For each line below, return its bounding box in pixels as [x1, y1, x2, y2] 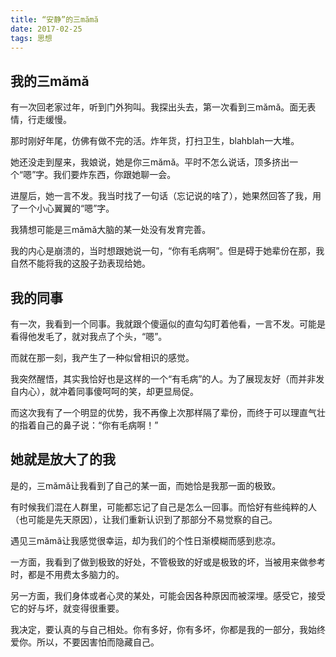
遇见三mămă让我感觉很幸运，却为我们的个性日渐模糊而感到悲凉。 [10, 534, 282, 546]
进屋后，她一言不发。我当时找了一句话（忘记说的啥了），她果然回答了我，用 [10, 190, 322, 202]
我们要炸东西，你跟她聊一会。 [53, 169, 177, 181]
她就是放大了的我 [10, 451, 116, 468]
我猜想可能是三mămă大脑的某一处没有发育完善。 [10, 224, 212, 236]
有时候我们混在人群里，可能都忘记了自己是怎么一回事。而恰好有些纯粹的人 [10, 501, 317, 513]
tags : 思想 [10, 33, 53, 43]
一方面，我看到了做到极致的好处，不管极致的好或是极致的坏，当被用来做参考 [10, 556, 326, 568]
